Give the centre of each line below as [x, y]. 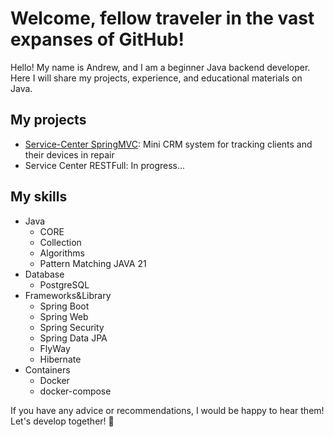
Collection [60, 242]
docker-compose [75, 391]
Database [44, 274]
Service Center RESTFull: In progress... [105, 165]
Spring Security [72, 327]
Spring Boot [64, 306]
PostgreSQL [64, 284]
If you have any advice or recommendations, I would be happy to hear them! [167, 410]
